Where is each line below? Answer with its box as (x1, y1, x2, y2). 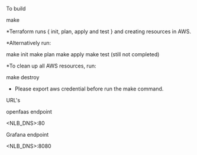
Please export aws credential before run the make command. (14, 85, 164, 92)
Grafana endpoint (6, 131, 49, 138)
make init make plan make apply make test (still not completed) (6, 51, 160, 58)
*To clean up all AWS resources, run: (6, 62, 96, 69)
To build (6, 5, 26, 12)
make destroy (6, 74, 40, 80)
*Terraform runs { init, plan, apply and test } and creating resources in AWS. (6, 28, 191, 35)
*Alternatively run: (6, 40, 51, 46)
